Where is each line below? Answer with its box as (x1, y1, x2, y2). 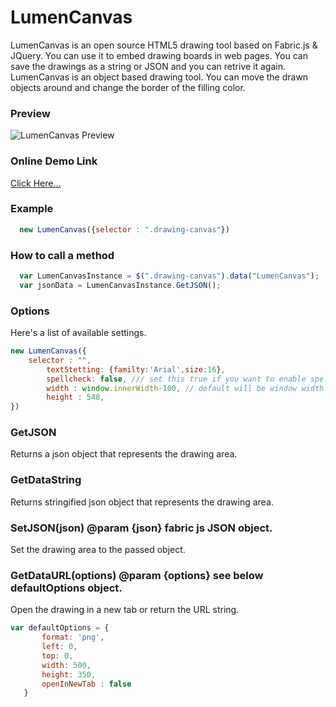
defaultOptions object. (10, 581, 123, 595)
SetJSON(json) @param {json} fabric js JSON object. (10, 521, 273, 535)
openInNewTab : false (41, 679, 132, 689)
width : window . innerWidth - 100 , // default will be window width (46, 383, 325, 393)
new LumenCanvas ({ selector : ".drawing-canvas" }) (19, 224, 230, 235)
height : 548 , (46, 392, 105, 403)
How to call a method (10, 248, 115, 262)
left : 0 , (41, 642, 78, 652)
